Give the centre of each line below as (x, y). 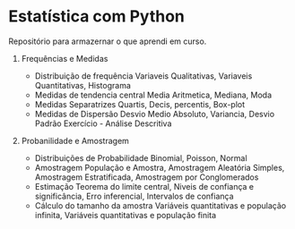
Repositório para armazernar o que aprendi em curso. (108, 41)
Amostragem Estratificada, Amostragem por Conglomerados (147, 177)
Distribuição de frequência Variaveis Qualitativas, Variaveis (143, 76)
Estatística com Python (97, 17)
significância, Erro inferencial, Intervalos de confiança (134, 196)
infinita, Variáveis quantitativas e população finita (126, 215)
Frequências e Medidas (65, 58)
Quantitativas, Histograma (83, 85)
